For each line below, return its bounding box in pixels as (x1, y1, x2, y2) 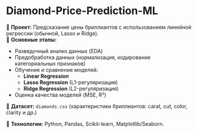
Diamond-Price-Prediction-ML (6, 4, 159, 18)
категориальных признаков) (14, 60, 86, 67)
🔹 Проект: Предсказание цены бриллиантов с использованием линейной (6, 24, 192, 31)
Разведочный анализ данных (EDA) (14, 47, 103, 54)
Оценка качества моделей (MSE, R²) (14, 91, 107, 98)
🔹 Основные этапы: (6, 36, 57, 43)
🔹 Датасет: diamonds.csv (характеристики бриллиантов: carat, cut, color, (6, 102, 188, 109)
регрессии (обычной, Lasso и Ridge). (6, 29, 99, 36)
